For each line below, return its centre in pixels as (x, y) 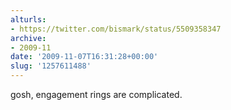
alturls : (28, 19)
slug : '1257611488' (51, 66)
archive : (28, 38)
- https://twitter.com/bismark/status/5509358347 (116, 29)
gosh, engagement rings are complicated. (96, 94)
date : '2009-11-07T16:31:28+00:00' (84, 57)
